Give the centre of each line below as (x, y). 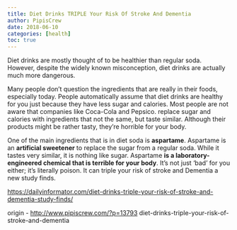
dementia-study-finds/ (40, 200)
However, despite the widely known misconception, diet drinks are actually (116, 68)
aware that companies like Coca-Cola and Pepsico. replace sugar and (109, 112)
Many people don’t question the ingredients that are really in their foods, (112, 89)
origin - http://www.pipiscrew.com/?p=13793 (73, 213)
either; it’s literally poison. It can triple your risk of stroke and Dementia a (113, 171)
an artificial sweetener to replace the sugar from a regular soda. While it (113, 148)
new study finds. (32, 178)
